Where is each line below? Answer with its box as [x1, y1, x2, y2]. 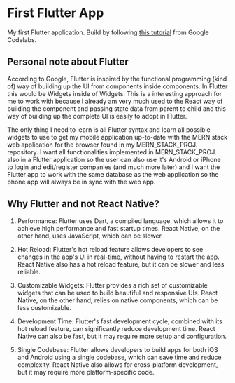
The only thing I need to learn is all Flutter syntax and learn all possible [7, 125, 211, 134]
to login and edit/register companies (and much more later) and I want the [7, 163, 220, 171]
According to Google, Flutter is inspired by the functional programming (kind [7, 74, 227, 83]
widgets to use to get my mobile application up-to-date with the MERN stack [7, 133, 228, 141]
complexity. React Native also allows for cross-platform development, [17, 360, 218, 369]
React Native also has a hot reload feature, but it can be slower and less [17, 260, 225, 268]
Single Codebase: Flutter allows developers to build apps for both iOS [17, 345, 218, 354]
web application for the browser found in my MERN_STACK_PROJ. [7, 140, 198, 149]
